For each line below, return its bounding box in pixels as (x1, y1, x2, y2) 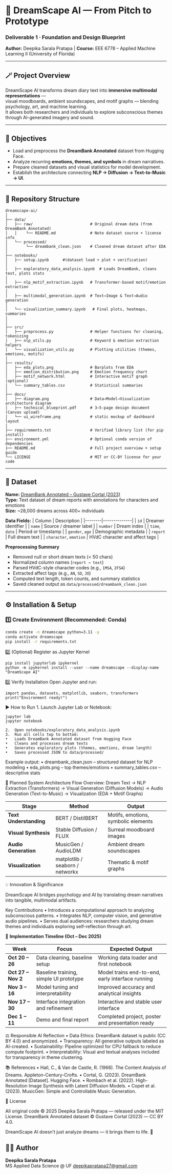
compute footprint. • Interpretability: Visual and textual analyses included (5, 1049, 160, 1055)
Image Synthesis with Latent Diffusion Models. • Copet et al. (28, 1083, 156, 1089)
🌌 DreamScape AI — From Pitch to (5, 5, 152, 16)
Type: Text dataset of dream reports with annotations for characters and (5, 497, 159, 503)
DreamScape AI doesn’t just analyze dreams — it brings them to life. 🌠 (5, 1129, 154, 1135)
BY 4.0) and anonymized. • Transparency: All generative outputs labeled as (5, 1038, 164, 1044)
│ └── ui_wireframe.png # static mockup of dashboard (5, 414, 155, 419)
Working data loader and (98, 954, 158, 962)
